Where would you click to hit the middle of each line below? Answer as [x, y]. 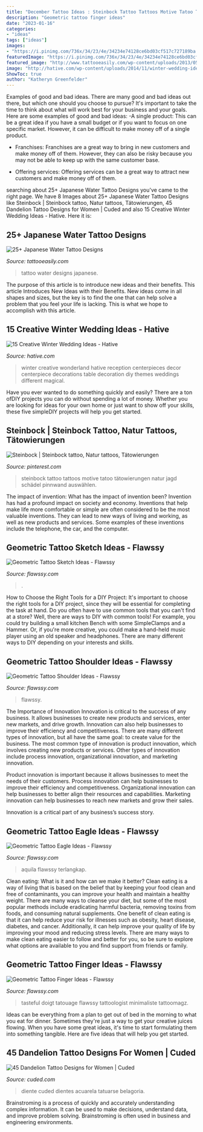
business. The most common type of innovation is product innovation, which [101, 744]
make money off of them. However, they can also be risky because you [103, 154]
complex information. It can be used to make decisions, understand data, [97, 1109]
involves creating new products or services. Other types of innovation [93, 750]
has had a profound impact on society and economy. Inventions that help [97, 503]
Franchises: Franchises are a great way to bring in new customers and [102, 147]
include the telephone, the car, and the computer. [68, 529]
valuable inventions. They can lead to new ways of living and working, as [97, 515]
